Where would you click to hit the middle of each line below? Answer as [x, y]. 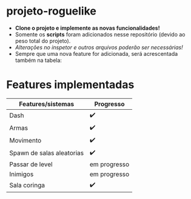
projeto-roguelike [52, 11]
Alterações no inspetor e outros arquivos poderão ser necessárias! [99, 47]
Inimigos [22, 174]
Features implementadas [70, 85]
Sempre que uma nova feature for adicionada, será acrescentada [96, 53]
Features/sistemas [47, 104]
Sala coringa [27, 185]
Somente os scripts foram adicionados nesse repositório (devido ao [100, 34]
